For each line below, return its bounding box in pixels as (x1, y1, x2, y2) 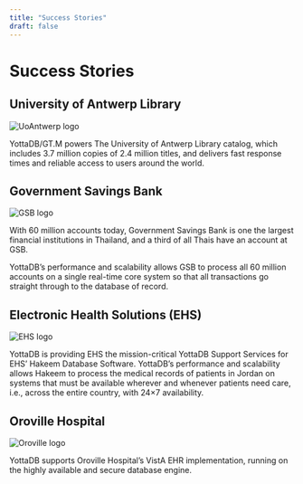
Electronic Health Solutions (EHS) (9, 307, 202, 322)
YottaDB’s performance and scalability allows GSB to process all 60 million (9, 261, 287, 272)
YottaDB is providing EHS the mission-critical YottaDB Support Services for (9, 349, 289, 360)
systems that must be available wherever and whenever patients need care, (9, 377, 291, 389)
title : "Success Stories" (9, 13, 107, 23)
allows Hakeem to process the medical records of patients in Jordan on (9, 368, 276, 379)
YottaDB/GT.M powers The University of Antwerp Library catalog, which (9, 138, 279, 149)
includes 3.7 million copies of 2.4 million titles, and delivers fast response (9, 147, 282, 158)
